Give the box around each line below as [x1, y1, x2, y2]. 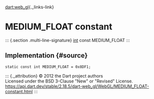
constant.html [5, 88, 33, 94]
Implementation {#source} [5, 51, 88, 60]
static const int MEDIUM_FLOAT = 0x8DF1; [5, 64, 91, 69]
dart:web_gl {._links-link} [5, 4, 54, 10]
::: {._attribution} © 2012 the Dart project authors [5, 73, 103, 79]
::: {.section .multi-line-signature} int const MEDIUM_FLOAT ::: [5, 37, 130, 43]
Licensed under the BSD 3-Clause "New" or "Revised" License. [5, 78, 133, 84]
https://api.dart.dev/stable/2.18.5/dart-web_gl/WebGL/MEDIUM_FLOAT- [5, 83, 150, 89]
